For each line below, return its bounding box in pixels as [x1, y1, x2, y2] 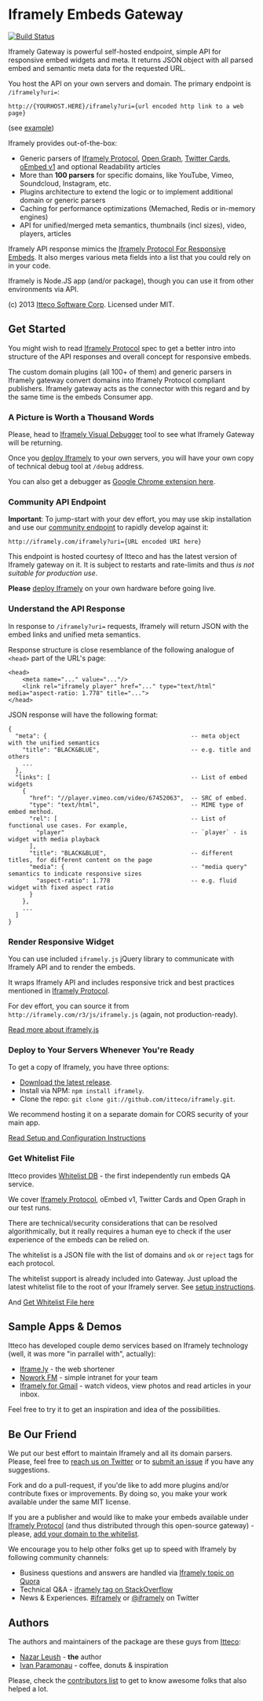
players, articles [19, 228, 72, 238]
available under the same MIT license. [8, 1497, 131, 1507]
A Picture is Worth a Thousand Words [8, 412, 155, 423]
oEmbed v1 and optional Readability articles [19, 161, 161, 171]
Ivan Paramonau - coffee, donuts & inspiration [19, 1660, 169, 1670]
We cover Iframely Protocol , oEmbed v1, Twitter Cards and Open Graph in [8, 1194, 246, 1204]
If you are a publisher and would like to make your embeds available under [8, 1513, 249, 1522]
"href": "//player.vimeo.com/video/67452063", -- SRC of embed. [28, 793, 247, 802]
